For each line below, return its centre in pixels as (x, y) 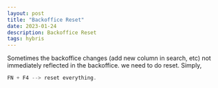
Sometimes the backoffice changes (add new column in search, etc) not (109, 58)
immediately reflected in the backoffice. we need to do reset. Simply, (105, 65)
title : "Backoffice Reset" (46, 20)
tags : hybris (26, 39)
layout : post (26, 13)
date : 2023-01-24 (32, 26)
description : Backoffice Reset (52, 32)
